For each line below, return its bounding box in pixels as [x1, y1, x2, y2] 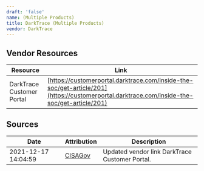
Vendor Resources [6, 48, 78, 58]
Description [131, 137, 166, 146]
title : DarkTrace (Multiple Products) [6, 20, 104, 26]
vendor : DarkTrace [6, 25, 53, 32]
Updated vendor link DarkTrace [103, 147, 192, 156]
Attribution [64, 137, 97, 146]
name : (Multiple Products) [6, 15, 75, 21]
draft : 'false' [6, 8, 45, 15]
